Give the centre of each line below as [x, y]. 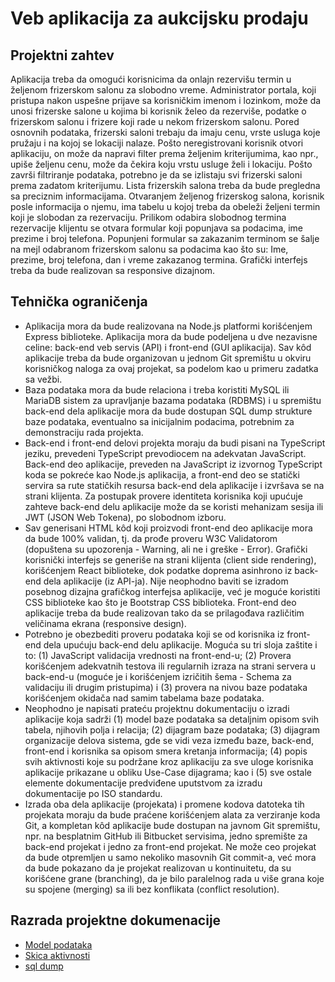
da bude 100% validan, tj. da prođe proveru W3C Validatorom [151, 538]
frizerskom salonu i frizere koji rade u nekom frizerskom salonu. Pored [155, 121]
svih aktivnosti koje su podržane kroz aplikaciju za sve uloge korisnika [169, 761]
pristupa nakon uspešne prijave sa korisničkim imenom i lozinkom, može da [166, 100]
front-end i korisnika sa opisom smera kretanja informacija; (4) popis [166, 751]
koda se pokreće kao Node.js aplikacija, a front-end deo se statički [162, 474]
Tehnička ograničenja [79, 302]
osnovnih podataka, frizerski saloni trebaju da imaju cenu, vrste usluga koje [165, 132]
